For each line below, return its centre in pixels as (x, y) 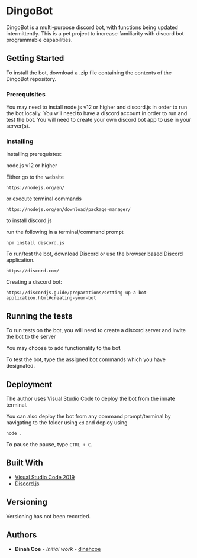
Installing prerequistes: (34, 154)
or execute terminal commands (44, 199)
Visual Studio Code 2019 (45, 477)
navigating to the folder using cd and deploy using (67, 422)
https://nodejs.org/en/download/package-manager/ (69, 210)
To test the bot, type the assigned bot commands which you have (86, 359)
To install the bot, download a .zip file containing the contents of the (89, 73)
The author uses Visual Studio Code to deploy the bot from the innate (91, 398)
